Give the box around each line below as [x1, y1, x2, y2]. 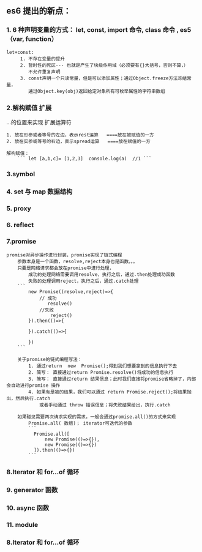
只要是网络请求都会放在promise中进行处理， [17, 265, 114, 271]
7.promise [6, 237, 37, 245]
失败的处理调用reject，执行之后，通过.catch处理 [28, 278, 139, 284]
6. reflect [6, 220, 34, 229]
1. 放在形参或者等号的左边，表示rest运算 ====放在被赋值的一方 [6, 132, 154, 138]
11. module [6, 520, 39, 529]
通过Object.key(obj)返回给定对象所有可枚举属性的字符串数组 [28, 88, 165, 94]
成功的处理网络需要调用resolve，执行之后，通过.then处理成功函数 [28, 271, 176, 277]
